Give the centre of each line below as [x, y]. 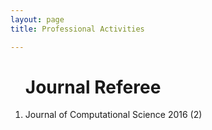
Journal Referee [93, 87]
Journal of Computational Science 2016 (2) [113, 115]
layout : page [37, 19]
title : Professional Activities [77, 29]
